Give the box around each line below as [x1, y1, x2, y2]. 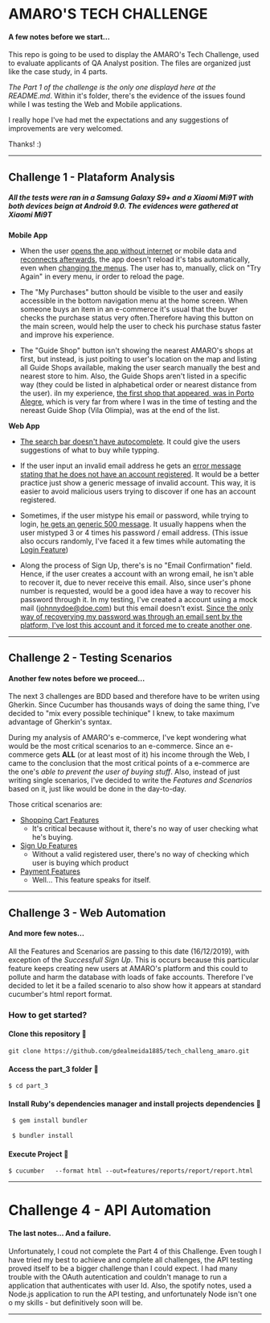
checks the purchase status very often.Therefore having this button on [19, 312, 255, 322]
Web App [8, 420, 40, 431]
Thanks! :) [8, 139, 42, 149]
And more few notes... [8, 928, 84, 938]
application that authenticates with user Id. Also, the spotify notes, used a [8, 1280, 252, 1290]
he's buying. [31, 833, 74, 842]
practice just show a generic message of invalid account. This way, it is [19, 478, 256, 487]
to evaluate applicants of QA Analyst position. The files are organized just [8, 58, 252, 68]
